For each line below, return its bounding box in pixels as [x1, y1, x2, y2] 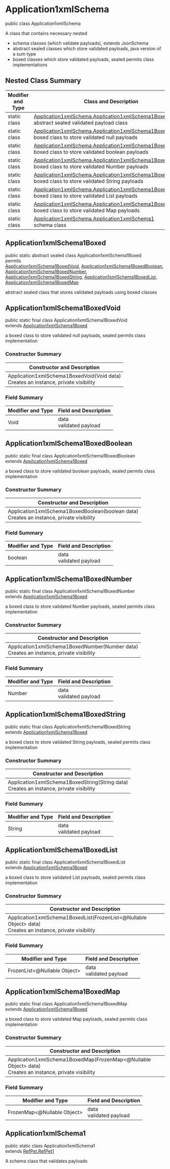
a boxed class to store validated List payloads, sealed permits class [5, 874, 146, 880]
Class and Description [83, 98, 139, 105]
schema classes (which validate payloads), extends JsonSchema [12, 40, 149, 46]
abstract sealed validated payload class [33, 119, 128, 126]
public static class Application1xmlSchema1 [5, 1143, 95, 1149]
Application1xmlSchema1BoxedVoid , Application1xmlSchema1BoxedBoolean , [5, 263, 164, 269]
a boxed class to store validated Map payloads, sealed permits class [5, 1016, 148, 1022]
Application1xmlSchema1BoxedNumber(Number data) [8, 643, 138, 650]
